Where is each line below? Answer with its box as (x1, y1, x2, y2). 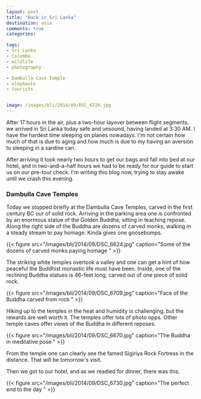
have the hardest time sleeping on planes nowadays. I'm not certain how (6, 131, 185, 139)
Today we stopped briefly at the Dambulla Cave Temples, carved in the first (6, 203, 193, 211)
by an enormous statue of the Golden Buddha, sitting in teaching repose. (6, 217, 186, 224)
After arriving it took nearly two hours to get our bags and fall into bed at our (6, 156, 195, 163)
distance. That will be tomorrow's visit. (6, 356, 102, 364)
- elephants (6, 80, 36, 87)
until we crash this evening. (6, 175, 74, 182)
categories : (6, 31, 36, 37)
